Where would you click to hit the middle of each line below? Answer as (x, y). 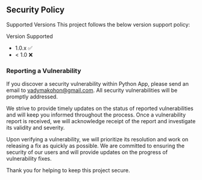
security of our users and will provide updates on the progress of (87, 152)
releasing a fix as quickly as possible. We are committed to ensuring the (96, 146)
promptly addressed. (32, 97)
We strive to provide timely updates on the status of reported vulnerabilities (100, 109)
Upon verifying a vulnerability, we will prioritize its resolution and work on (97, 140)
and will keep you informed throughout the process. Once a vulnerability (96, 115)
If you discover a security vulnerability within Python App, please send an (97, 84)
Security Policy (36, 10)
